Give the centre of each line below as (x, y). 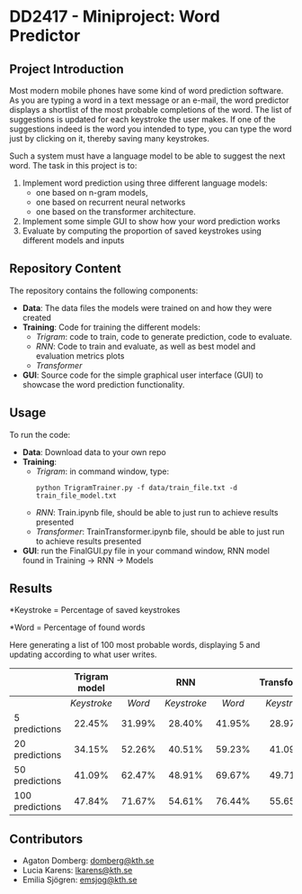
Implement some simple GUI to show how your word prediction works (151, 221)
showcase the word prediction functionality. (103, 384)
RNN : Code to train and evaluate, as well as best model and (146, 346)
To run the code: (40, 434)
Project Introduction (67, 69)
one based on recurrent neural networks (111, 202)
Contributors (46, 839)
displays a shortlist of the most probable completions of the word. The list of (151, 109)
